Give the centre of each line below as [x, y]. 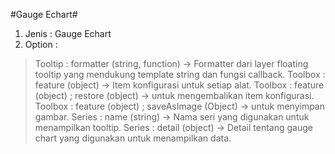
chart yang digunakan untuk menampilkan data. [133, 138]
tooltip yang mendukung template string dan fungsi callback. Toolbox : [180, 74]
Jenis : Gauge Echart [68, 33]
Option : [41, 44]
